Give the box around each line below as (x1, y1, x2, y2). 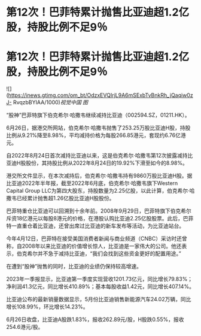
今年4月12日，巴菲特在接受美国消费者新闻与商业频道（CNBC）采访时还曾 (6, 235, 187, 243)
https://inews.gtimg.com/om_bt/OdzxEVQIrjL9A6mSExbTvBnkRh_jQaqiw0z (8, 92, 193, 99)
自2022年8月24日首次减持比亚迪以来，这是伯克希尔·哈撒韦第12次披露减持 (6, 152, 188, 159)
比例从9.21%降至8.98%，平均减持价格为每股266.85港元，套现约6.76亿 (6, 132, 181, 139)
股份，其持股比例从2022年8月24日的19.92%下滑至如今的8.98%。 (26, 159, 188, 167)
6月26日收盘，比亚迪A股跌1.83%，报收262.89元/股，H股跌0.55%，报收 (6, 316, 184, 323)
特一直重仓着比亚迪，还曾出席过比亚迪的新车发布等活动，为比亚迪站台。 (6, 222, 184, 229)
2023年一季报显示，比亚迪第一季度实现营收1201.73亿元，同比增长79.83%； (6, 276, 193, 283)
